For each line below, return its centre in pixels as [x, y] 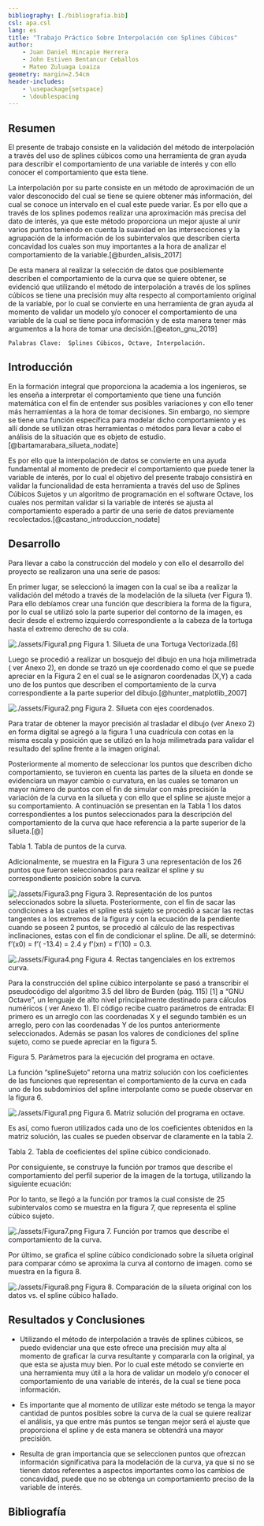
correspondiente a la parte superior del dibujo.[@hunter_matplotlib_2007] [128, 692]
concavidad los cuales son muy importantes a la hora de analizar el [117, 246]
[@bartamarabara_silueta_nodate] [63, 445]
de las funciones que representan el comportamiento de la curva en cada [127, 1080]
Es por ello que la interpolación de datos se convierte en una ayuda [117, 460]
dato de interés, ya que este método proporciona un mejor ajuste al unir [125, 221]
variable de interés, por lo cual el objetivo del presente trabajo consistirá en [130, 477]
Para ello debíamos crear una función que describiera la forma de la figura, [130, 603]
